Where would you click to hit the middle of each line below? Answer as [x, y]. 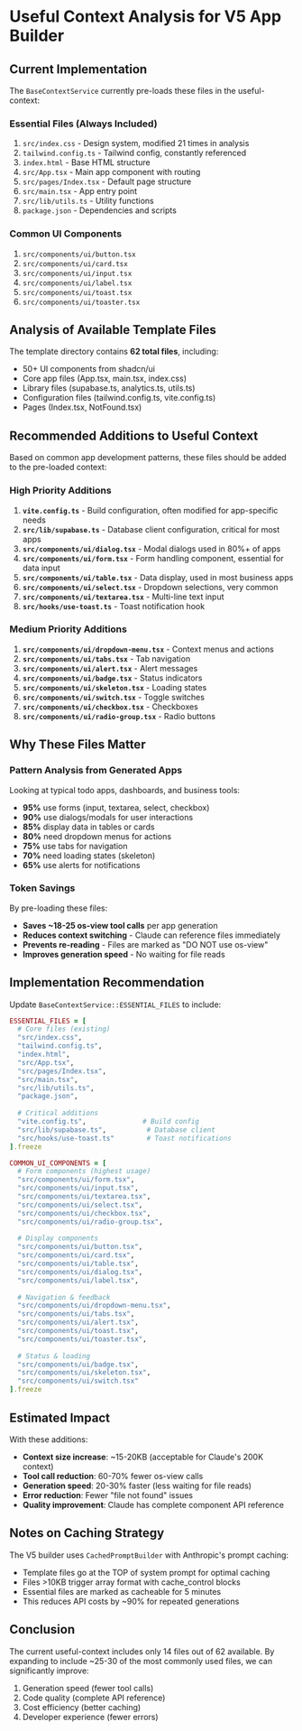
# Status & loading [54, 1356]
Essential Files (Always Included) [83, 124]
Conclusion [42, 1629]
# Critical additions [58, 1113]
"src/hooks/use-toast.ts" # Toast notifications [124, 1138]
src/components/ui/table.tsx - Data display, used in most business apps [158, 577]
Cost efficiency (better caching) [82, 1707]
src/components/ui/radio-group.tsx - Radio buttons [119, 716]
